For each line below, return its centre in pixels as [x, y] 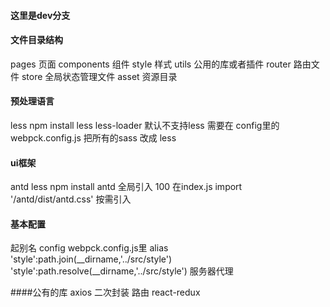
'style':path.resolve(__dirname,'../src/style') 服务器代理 [122, 271]
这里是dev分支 [40, 15]
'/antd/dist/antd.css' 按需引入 [71, 199]
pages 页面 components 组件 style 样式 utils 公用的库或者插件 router [151, 64]
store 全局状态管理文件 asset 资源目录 [99, 76]
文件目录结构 [36, 40]
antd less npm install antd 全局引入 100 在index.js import [126, 187]
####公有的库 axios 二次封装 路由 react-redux [105, 292]
